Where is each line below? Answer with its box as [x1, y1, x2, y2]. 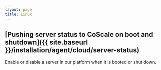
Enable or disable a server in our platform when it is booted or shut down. [5, 59, 156, 65]
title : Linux [5, 12, 32, 17]
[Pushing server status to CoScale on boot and [5, 30, 153, 39]
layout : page [5, 7, 32, 12]
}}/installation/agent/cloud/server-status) [5, 46, 140, 54]
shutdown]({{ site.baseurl [5, 38, 88, 46]
